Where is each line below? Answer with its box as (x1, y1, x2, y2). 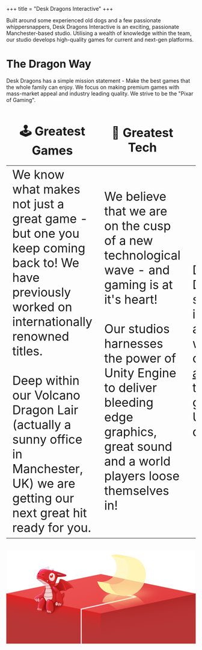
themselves (104, 483, 170, 499)
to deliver (104, 380, 158, 396)
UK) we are (12, 476, 76, 491)
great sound (104, 439, 173, 454)
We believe (104, 189, 167, 205)
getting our (12, 490, 75, 506)
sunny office (12, 432, 83, 447)
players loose (104, 468, 180, 484)
